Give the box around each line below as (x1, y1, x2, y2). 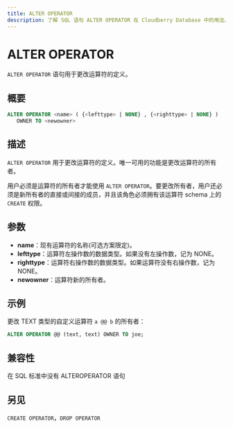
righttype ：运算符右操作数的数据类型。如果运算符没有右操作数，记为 (17, 258, 215, 267)
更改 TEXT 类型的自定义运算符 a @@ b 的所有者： (7, 317, 146, 326)
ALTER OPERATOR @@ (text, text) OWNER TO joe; (7, 331, 144, 338)
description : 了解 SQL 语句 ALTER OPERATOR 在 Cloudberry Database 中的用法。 (7, 17, 230, 24)
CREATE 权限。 (7, 199, 46, 207)
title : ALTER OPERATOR (7, 10, 73, 17)
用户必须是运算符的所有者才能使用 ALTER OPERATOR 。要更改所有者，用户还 (7, 181, 217, 190)
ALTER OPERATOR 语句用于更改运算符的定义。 (7, 70, 132, 78)
